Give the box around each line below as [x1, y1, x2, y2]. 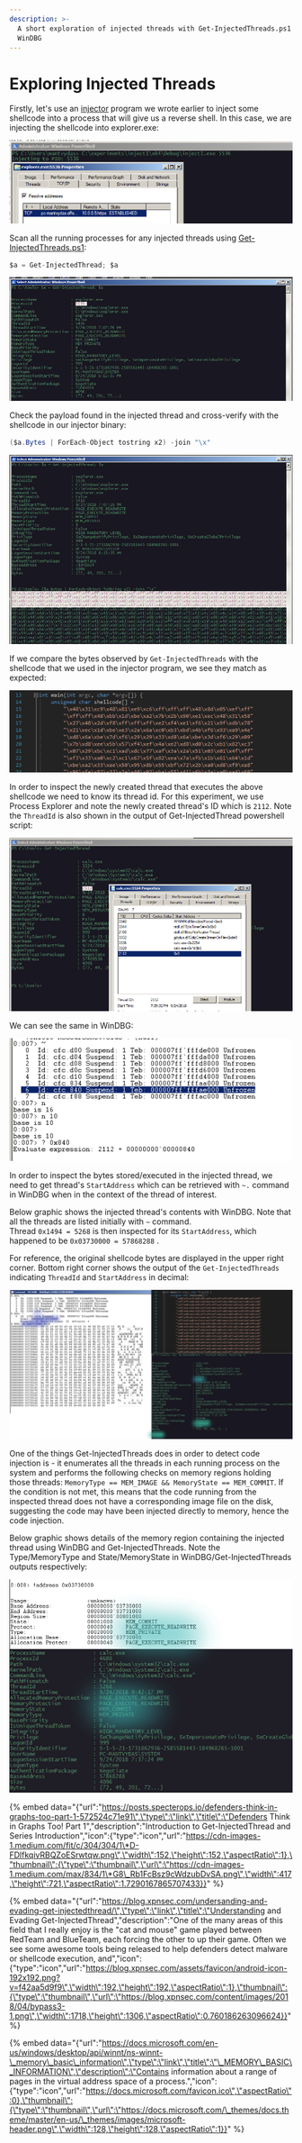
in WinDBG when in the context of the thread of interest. [9, 1189, 218, 1200]
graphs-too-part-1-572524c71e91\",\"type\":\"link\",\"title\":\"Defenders [9, 1812, 268, 1822]
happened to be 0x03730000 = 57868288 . [9, 1235, 160, 1246]
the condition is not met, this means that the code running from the [9, 1486, 258, 1497]
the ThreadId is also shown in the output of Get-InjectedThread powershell [9, 811, 285, 822]
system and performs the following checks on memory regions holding [9, 1467, 271, 1478]
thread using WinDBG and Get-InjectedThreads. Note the [9, 1542, 221, 1553]
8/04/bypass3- [9, 2001, 66, 2012]
